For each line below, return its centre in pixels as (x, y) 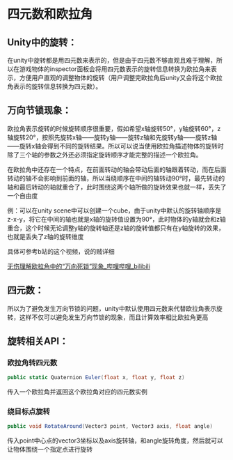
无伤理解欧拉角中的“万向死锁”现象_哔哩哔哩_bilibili (79, 266)
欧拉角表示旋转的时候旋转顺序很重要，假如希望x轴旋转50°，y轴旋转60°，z (114, 128)
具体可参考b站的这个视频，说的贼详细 (61, 251)
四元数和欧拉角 (50, 14)
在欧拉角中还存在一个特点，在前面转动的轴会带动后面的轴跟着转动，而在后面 (117, 169)
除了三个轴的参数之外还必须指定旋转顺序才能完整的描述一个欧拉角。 (105, 155)
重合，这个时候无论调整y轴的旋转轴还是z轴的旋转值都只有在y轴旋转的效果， (116, 228)
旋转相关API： (38, 341)
